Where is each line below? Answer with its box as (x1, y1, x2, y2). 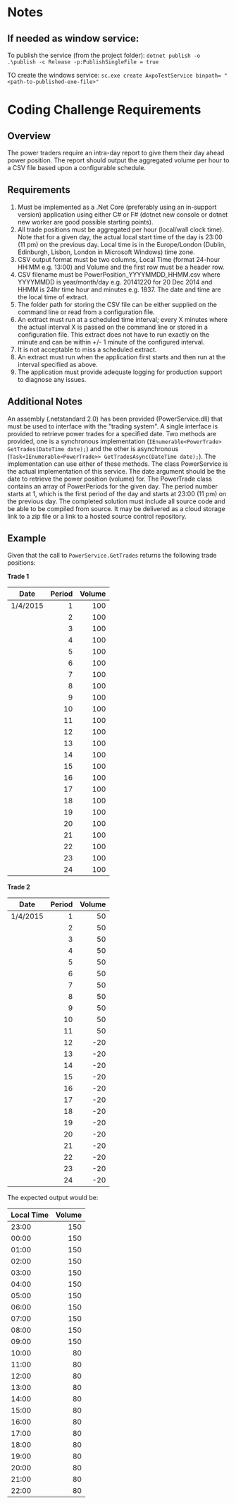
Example (7, 532, 46, 544)
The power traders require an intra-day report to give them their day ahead (7, 149, 225, 157)
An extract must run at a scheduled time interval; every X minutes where (17, 315, 228, 323)
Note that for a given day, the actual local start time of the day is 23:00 (17, 232, 223, 241)
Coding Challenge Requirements (7, 102, 201, 118)
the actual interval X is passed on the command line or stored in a (17, 323, 208, 331)
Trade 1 (7, 572, 30, 581)
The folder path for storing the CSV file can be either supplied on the (17, 300, 217, 308)
